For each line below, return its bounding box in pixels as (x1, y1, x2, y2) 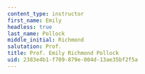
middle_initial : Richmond (7, 37, 84, 44)
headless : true (7, 23, 53, 30)
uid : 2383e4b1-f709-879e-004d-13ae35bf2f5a (7, 56, 139, 63)
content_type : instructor (7, 10, 84, 18)
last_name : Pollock (7, 30, 65, 37)
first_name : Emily (7, 17, 62, 24)
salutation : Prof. (7, 43, 62, 50)
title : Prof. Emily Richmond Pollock (7, 50, 119, 57)
